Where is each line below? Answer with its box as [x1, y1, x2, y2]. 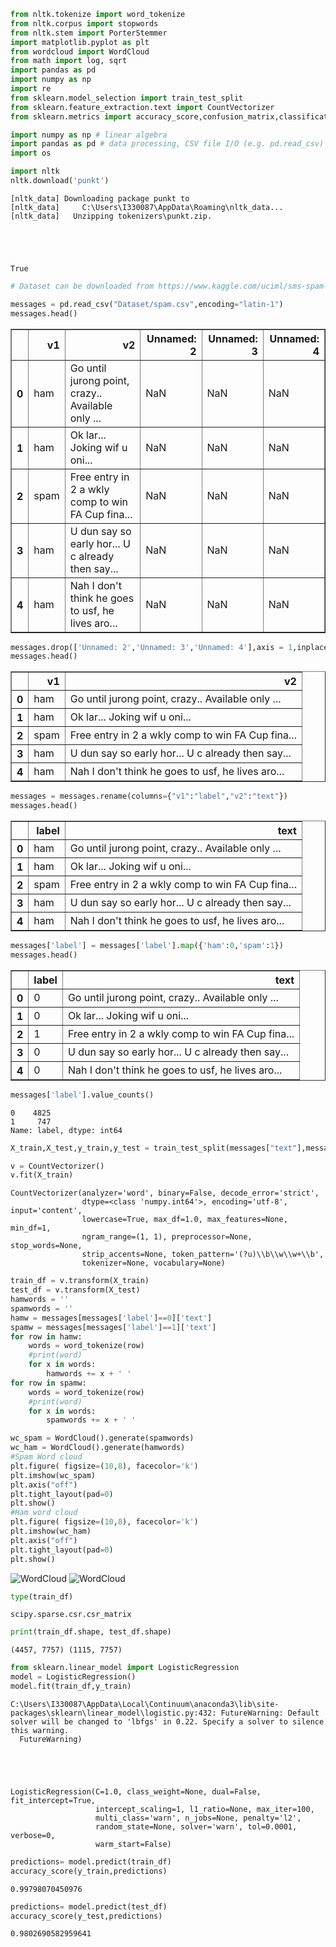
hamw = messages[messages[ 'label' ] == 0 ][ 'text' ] [10, 1313, 213, 1323]
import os [10, 148, 52, 159]
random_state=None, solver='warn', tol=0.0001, [95, 1821, 298, 1832]
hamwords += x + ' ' [46, 1369, 132, 1379]
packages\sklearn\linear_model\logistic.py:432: [10, 1708, 217, 1718]
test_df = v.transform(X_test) [10, 1285, 141, 1295]
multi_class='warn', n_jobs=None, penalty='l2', [95, 1813, 302, 1823]
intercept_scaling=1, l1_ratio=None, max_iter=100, [95, 1804, 315, 1814]
